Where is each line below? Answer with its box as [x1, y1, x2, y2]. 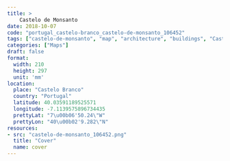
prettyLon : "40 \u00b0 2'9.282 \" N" [13, 118, 109, 125]
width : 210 [13, 61, 44, 68]
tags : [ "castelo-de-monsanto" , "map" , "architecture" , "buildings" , [7, 36, 207, 42]
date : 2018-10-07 [7, 23, 57, 29]
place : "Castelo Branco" [13, 86, 84, 93]
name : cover [13, 144, 48, 151]
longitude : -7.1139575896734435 [13, 106, 106, 112]
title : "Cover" [13, 138, 57, 145]
